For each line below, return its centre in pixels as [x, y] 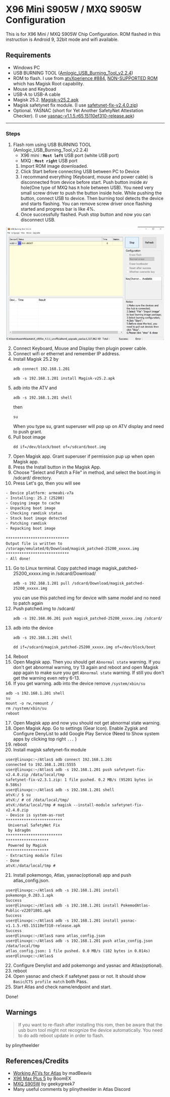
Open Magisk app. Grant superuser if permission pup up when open [84, 456]
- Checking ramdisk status [34, 513]
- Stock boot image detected [36, 518]
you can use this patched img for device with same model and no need [87, 598]
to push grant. [27, 432]
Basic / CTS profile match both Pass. [50, 981]
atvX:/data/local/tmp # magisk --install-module [58, 805]
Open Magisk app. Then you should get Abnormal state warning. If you [87, 662]
